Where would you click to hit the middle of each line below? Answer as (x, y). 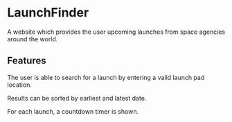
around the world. (33, 39)
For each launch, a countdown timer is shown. (73, 111)
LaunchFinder (48, 13)
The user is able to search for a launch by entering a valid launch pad (106, 77)
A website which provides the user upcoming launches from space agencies (116, 32)
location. (20, 85)
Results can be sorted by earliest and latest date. (77, 98)
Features (27, 61)
